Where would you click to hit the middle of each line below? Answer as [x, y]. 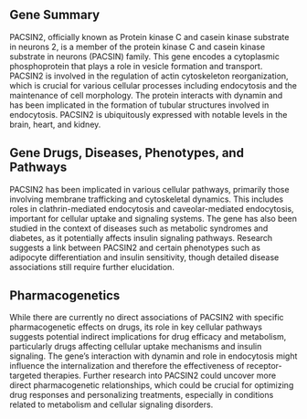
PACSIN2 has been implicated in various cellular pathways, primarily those [149, 189]
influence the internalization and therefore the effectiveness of [127, 366]
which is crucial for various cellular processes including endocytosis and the [153, 85]
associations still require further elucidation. [92, 267]
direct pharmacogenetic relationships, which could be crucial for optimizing [152, 385]
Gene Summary [55, 15]
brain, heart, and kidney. [55, 124]
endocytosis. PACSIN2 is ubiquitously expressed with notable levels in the [148, 114]
